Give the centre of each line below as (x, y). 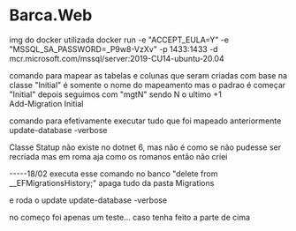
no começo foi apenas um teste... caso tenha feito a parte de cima (129, 217)
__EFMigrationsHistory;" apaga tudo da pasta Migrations (112, 183)
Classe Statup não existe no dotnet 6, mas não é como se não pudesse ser (145, 147)
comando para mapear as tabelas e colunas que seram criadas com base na (148, 75)
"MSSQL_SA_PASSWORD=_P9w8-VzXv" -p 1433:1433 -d (114, 48)
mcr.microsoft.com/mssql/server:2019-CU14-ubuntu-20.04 (117, 58)
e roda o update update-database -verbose (88, 200)
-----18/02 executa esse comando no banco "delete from (114, 174)
